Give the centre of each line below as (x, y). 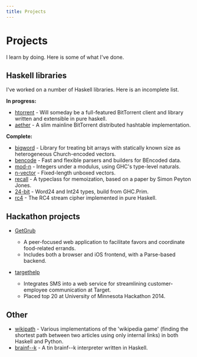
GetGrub (25, 231)
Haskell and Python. (39, 341)
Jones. (23, 186)
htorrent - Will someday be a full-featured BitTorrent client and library (99, 113)
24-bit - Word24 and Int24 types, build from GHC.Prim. (82, 191)
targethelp (27, 272)
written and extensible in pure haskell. (61, 119)
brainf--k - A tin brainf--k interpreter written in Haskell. (81, 348)
